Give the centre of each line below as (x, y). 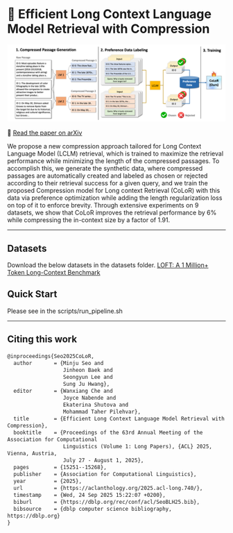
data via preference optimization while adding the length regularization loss (115, 198)
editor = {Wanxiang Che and (63, 391)
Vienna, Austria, (32, 453)
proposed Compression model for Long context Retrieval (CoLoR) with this (114, 191)
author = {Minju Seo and (59, 363)
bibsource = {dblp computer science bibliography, (93, 509)
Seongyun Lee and (88, 377)
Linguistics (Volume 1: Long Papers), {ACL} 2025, (138, 446)
